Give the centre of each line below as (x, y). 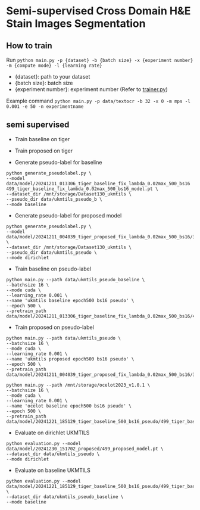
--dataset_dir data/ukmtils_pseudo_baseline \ (65, 497)
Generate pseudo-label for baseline (58, 162)
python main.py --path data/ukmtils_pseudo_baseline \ (76, 279)
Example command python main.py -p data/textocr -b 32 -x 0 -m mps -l (98, 101)
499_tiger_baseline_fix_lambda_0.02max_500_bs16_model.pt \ (82, 189)
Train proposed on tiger (44, 151)
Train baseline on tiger (42, 139)
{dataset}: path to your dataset (52, 77)
